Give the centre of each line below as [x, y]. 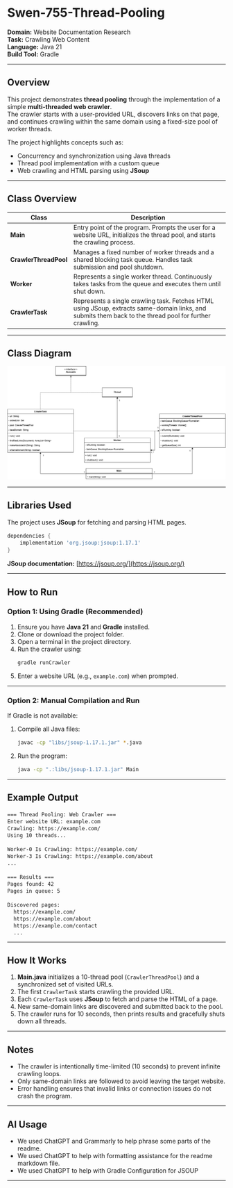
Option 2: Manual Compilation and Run [74, 700]
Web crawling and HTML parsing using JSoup [83, 170]
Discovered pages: [34, 905]
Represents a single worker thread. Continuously [143, 277]
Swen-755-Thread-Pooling [86, 13]
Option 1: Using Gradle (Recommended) [75, 611]
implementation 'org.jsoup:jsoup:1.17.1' [80, 543]
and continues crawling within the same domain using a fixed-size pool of [113, 121]
